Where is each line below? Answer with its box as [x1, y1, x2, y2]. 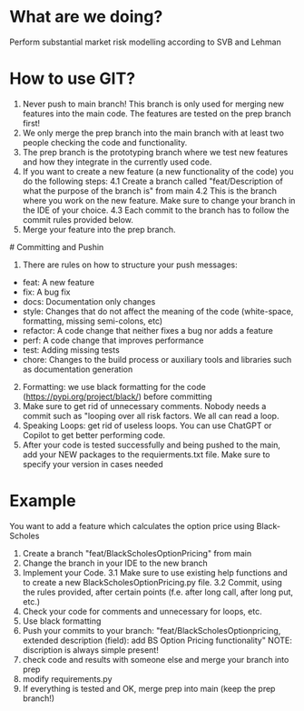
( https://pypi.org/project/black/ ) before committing [22, 391, 213, 402]
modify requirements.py [22, 673, 113, 684]
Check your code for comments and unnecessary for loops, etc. [22, 606, 262, 616]
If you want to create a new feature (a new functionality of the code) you [22, 165, 294, 176]
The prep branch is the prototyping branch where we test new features [22, 146, 289, 157]
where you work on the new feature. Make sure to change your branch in [22, 195, 296, 205]
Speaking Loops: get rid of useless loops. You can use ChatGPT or [22, 420, 272, 431]
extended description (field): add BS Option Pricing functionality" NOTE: [22, 635, 292, 646]
